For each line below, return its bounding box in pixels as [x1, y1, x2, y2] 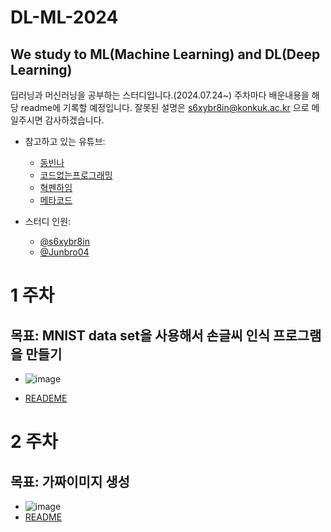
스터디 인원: [24, 216, 72, 227]
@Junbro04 [39, 246, 90, 258]
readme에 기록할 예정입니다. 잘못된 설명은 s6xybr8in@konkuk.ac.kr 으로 [20, 102, 310, 113]
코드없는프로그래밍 [39, 169, 113, 181]
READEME [24, 392, 68, 404]
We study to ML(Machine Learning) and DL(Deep [10, 46, 321, 63]
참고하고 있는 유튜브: [24, 136, 106, 147]
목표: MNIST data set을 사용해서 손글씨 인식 [10, 327, 271, 344]
